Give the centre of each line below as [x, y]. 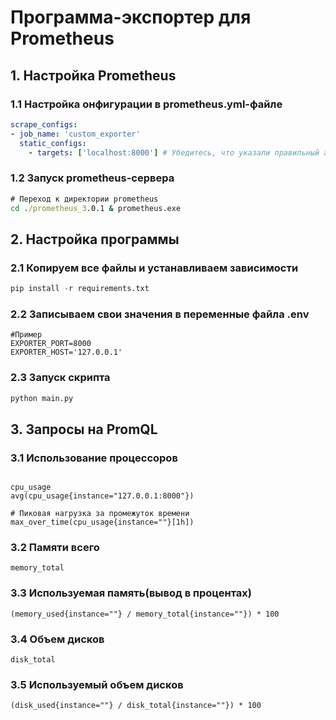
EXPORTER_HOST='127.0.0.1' [66, 352]
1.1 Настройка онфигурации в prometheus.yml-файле [146, 104]
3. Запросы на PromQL [84, 429]
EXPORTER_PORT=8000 [51, 344]
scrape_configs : [44, 124]
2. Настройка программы [95, 239]
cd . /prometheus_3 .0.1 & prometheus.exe [96, 208]
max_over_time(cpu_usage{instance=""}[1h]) [102, 522]
